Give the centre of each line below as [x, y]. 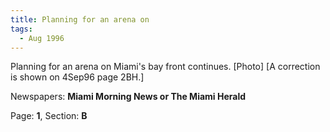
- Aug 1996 [42, 38]
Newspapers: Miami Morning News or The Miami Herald [128, 97]
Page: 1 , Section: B [49, 116]
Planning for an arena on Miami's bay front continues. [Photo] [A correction [165, 67]
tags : [21, 29]
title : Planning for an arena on [80, 19]
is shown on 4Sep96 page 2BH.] [77, 77]
